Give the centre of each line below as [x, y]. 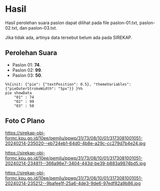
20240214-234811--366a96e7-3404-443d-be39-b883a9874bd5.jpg [76, 163]
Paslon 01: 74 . [26, 64]
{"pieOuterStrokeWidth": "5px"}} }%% [44, 89]
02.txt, [12, 28]
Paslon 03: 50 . [27, 75]
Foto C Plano [25, 121]
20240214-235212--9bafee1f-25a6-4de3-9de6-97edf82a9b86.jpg [73, 183]
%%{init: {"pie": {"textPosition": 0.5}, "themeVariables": [68, 84]
